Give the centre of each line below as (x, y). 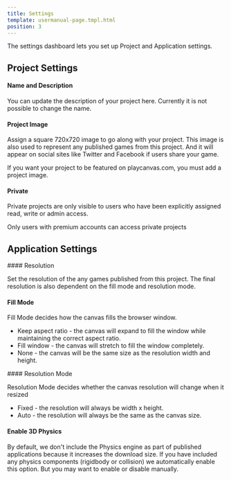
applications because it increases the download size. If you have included (112, 454)
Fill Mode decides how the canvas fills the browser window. (92, 318)
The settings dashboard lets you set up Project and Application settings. (110, 46)
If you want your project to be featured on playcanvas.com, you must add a (114, 168)
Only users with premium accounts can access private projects (97, 227)
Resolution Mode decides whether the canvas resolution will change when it (115, 387)
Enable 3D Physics (35, 431)
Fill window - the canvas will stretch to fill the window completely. (111, 346)
